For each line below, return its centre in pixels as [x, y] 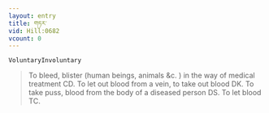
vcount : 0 [25, 38]
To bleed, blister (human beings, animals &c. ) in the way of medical [141, 75]
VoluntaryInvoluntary [45, 61]
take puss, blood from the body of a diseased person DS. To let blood [145, 93]
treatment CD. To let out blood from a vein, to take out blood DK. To [141, 84]
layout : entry [33, 16]
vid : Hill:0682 [34, 31]
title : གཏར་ [28, 23]
